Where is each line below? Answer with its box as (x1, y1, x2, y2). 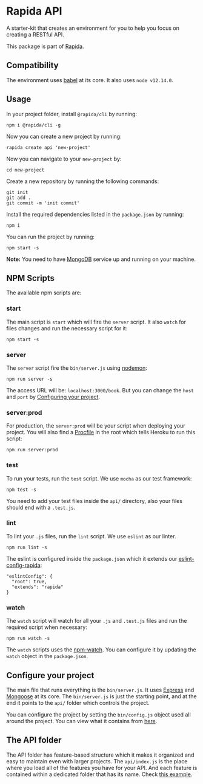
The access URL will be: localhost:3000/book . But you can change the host (6, 386, 194, 394)
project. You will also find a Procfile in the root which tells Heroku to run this (6, 429, 196, 436)
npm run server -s (6, 376, 53, 382)
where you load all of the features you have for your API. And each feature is (6, 764, 198, 771)
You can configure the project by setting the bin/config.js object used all (6, 710, 191, 718)
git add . (6, 195, 32, 201)
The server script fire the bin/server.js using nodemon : (6, 364, 147, 372)
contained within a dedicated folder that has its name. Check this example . (6, 771, 193, 778)
